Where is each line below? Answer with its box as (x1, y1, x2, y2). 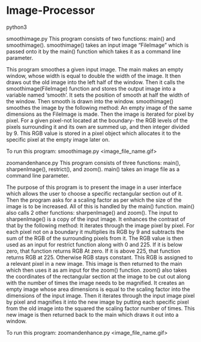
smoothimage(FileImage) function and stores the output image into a (6, 85, 176, 92)
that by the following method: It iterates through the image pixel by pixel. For (6, 221, 195, 229)
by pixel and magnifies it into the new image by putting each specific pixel (6, 298, 189, 305)
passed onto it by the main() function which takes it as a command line (6, 47, 181, 55)
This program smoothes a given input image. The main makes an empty (6, 65, 184, 73)
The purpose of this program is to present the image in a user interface (6, 184, 182, 191)
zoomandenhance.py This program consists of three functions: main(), (6, 159, 181, 166)
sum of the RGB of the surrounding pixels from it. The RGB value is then (6, 235, 184, 242)
